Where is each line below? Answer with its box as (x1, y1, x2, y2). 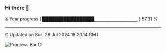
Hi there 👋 (5, 4, 30, 11)
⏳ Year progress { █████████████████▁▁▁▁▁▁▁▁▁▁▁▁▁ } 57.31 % (5, 16, 158, 22)
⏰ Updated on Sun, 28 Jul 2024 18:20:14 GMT (5, 32, 99, 38)
